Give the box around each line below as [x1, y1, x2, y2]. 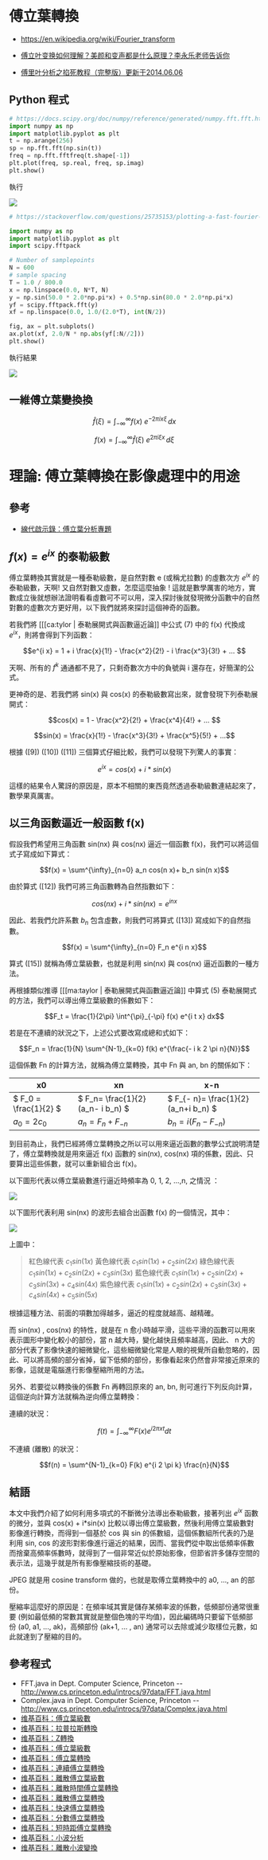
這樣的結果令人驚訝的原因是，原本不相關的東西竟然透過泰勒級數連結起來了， [9, 781, 260, 791]
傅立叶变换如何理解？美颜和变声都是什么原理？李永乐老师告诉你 [20, 50, 230, 60]
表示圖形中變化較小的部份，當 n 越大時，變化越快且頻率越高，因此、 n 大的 [9, 1335, 255, 1345]
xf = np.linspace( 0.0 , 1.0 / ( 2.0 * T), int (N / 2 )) [9, 308, 166, 316]
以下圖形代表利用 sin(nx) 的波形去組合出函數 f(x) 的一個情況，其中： [9, 1208, 232, 1217]
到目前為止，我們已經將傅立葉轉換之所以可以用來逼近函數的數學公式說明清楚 [9, 1139, 260, 1149]
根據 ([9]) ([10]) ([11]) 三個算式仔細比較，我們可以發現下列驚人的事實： [9, 747, 239, 757]
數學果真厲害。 [9, 791, 58, 801]
